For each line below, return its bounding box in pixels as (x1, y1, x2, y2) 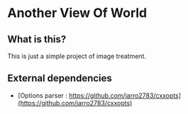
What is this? (7, 33, 67, 45)
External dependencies (7, 72, 112, 84)
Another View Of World (7, 5, 148, 21)
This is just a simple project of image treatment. (7, 52, 147, 60)
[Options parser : (17, 91, 67, 100)
